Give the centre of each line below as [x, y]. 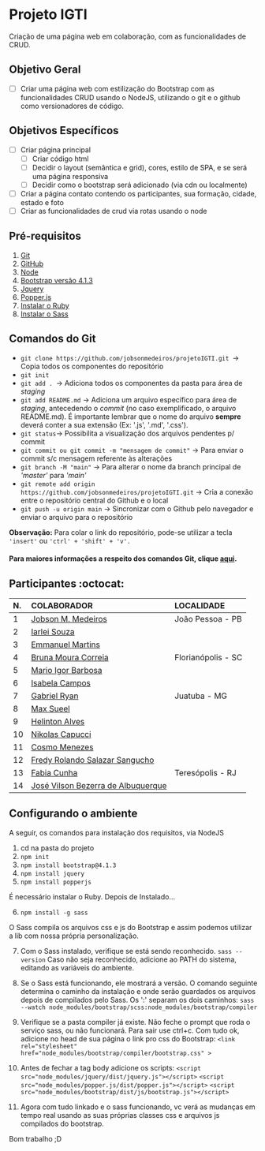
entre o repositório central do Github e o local [94, 500]
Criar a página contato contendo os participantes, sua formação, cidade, [138, 193]
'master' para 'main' [53, 475]
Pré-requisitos [45, 236]
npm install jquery [52, 873]
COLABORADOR [62, 606]
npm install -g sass [54, 913]
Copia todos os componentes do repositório [92, 366]
